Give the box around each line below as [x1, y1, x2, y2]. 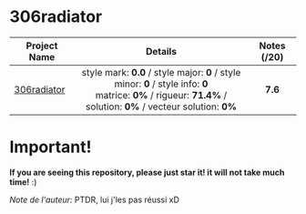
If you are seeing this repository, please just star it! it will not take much [9, 167, 285, 178]
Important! [9, 137, 92, 158]
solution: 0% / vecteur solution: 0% [85, 100, 237, 113]
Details [145, 45, 178, 57]
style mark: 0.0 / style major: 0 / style [81, 66, 241, 78]
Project [25, 39, 58, 52]
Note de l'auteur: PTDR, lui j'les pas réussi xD [9, 194, 180, 205]
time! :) [9, 176, 37, 188]
